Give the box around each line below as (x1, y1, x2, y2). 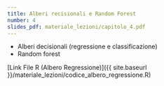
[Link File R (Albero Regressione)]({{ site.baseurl (7, 64, 147, 72)
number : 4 (7, 17, 36, 24)
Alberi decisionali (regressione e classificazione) (17, 43, 158, 51)
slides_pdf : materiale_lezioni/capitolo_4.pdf (7, 23, 146, 30)
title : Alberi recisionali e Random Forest (7, 10, 137, 17)
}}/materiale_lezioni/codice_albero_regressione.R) (7, 71, 151, 79)
